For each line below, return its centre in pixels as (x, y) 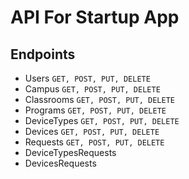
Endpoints (43, 54)
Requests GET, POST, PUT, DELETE (94, 142)
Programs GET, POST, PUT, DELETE (95, 110)
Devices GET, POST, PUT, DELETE (92, 131)
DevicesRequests (60, 163)
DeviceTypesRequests (70, 152)
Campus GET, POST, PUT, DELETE (92, 89)
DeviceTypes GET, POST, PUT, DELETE (102, 120)
